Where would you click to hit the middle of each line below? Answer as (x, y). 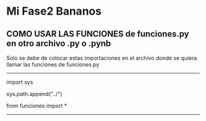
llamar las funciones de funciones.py (53, 64)
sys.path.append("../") (34, 94)
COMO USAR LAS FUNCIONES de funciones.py (98, 34)
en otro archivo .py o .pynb (59, 43)
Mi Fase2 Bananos (54, 11)
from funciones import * (37, 106)
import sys (20, 82)
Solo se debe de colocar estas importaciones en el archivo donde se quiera (102, 58)
